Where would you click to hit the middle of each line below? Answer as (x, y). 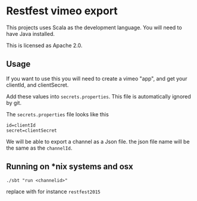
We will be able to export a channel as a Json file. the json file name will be (98, 141)
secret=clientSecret (32, 130)
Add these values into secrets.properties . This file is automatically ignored (99, 96)
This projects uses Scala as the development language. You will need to (94, 27)
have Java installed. (30, 33)
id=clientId (21, 125)
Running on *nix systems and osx (70, 167)
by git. (14, 103)
